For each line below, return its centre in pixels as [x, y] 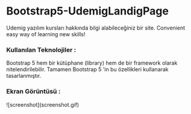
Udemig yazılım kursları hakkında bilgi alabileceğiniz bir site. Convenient [96, 28]
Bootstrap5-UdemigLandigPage [87, 11]
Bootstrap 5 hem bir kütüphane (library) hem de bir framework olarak [92, 63]
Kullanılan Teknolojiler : [41, 49]
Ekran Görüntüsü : [33, 92]
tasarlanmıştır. [24, 76]
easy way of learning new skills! [46, 34]
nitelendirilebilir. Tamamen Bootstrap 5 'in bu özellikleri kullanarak [87, 69]
